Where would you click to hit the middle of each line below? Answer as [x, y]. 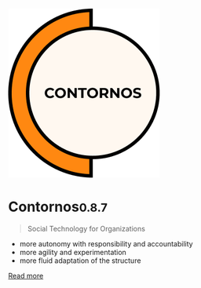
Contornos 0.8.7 [58, 207]
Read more [26, 275]
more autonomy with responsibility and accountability [106, 243]
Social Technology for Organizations [86, 228]
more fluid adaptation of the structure [80, 261]
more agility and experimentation [73, 252]
